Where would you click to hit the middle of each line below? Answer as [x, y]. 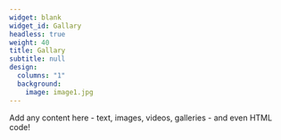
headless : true [37, 34]
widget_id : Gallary [45, 26]
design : [24, 68]
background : [40, 84]
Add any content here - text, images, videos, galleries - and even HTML [141, 118]
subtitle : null [37, 59]
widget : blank [36, 17]
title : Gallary [37, 51]
